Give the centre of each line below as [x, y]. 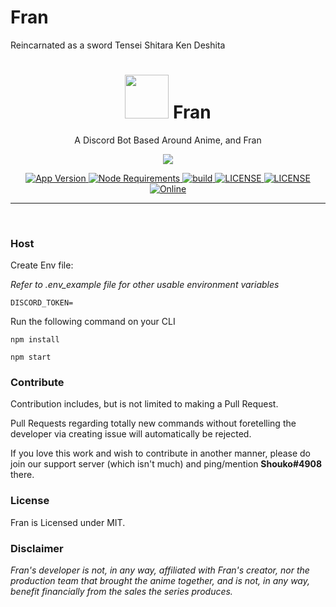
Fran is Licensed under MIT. [68, 522]
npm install [35, 340]
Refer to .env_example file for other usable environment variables [145, 285]
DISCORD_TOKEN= [42, 303]
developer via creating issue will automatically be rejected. [131, 434]
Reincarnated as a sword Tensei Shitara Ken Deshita [118, 45]
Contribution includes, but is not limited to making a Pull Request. [144, 404]
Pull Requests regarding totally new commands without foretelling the [153, 423]
